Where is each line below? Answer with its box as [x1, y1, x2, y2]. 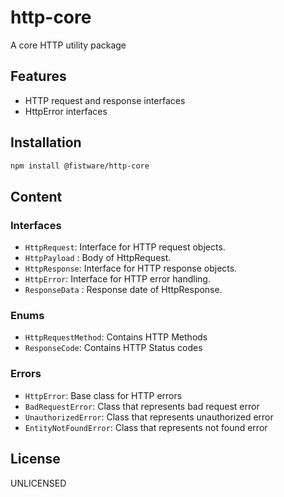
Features [10, 68, 67, 85]
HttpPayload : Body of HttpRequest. [24, 252, 172, 264]
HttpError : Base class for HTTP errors [24, 389, 183, 401]
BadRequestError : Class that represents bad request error [24, 400, 260, 412]
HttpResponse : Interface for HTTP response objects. [24, 262, 238, 275]
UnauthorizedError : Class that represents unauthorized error [24, 411, 274, 423]
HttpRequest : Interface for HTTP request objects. [24, 241, 226, 253]
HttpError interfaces [24, 105, 108, 117]
